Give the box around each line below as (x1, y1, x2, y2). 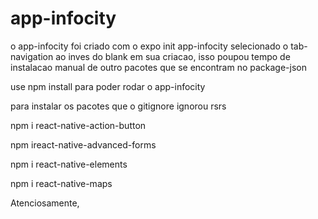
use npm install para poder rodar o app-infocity (10, 80, 206, 92)
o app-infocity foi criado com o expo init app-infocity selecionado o (10, 40, 289, 52)
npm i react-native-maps (10, 177, 113, 189)
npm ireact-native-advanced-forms (10, 138, 157, 151)
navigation (10, 50, 54, 62)
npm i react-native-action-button (10, 119, 147, 131)
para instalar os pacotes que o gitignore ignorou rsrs (10, 100, 227, 112)
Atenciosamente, (10, 197, 80, 209)
